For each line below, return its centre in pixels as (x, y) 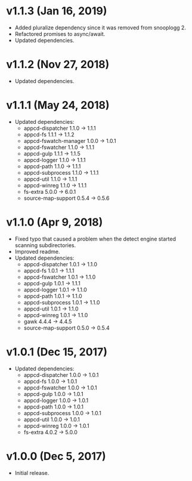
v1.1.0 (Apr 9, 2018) (55, 222)
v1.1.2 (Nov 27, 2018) (58, 65)
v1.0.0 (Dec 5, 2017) (56, 456)
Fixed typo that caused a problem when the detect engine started (95, 239)
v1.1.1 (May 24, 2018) (58, 105)
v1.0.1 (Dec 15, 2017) (57, 352)
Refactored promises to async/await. (60, 34)
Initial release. (32, 473)
